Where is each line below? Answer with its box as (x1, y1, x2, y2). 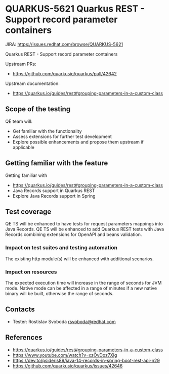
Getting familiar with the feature (5, 159, 108, 167)
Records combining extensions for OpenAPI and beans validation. (5, 231, 142, 238)
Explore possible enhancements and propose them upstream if (12, 138, 144, 145)
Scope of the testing (5, 105, 71, 114)
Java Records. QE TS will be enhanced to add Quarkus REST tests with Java (5, 226, 164, 232)
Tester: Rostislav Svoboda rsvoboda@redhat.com (12, 318, 116, 324)
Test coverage (5, 207, 52, 216)
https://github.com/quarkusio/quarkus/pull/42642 (12, 70, 117, 76)
